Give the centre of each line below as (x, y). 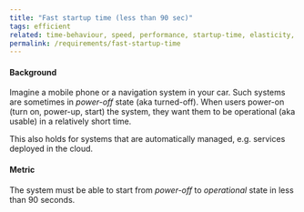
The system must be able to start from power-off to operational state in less (152, 190)
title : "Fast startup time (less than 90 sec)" (101, 18)
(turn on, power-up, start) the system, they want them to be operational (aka (152, 112)
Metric (22, 170)
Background (33, 72)
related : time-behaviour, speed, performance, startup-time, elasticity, (152, 35)
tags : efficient (40, 26)
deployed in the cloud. (51, 149)
